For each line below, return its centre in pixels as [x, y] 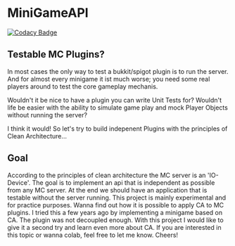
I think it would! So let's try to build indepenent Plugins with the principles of [118, 129]
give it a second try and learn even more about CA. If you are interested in [114, 227]
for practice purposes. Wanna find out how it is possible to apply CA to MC [116, 205]
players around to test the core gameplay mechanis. [83, 86]
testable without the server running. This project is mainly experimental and [117, 198]
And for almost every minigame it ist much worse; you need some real [109, 79]
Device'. [19, 182]
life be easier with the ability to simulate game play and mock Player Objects [118, 108]
